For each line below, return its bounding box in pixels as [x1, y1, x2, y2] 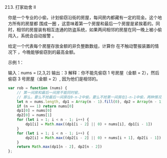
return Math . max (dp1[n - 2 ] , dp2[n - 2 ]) [17, 144, 103, 149]
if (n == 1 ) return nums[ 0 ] [17, 104, 74, 108]
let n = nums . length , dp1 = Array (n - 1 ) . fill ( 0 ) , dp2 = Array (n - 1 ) [17, 99, 164, 104]
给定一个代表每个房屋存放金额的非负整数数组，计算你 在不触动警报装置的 [8, 43, 155, 49]
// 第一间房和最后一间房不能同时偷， [17, 90, 82, 95]
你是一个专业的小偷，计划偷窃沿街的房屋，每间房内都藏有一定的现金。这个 [8, 15, 158, 20]
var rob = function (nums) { [8, 86, 67, 90]
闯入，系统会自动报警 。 [8, 33, 57, 38]
